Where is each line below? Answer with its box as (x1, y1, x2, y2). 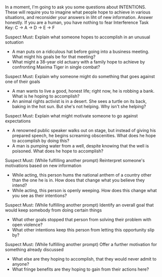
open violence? (12, 222, 43, 228)
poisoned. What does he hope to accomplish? (12, 148, 104, 154)
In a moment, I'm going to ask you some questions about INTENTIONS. (5, 4, 147, 10)
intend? (12, 182, 28, 188)
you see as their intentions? (12, 193, 67, 198)
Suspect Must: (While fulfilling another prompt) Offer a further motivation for (5, 242, 157, 247)
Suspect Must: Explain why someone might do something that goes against (5, 74, 155, 79)
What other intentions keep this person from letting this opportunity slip (12, 227, 155, 232)
